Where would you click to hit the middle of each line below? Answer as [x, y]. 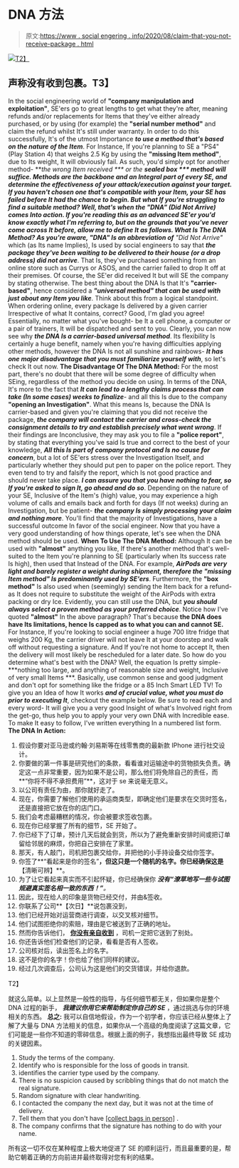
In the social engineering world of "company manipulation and [101, 101]
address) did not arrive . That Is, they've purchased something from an [112, 260]
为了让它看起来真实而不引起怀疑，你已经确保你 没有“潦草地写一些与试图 [124, 879]
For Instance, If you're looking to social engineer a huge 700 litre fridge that [119, 632]
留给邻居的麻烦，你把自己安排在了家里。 [78, 843]
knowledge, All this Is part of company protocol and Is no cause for [109, 450]
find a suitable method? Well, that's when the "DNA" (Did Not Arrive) [112, 207]
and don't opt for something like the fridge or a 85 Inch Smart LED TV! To [115, 685]
